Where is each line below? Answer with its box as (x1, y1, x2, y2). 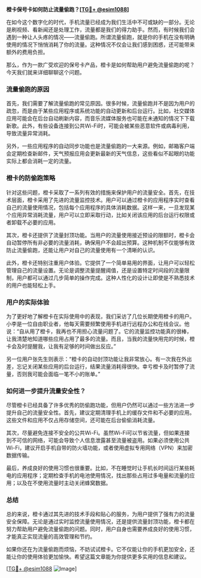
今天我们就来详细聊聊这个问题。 (6, 69, 85, 75)
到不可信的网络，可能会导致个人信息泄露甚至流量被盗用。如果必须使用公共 (6, 437, 190, 444)
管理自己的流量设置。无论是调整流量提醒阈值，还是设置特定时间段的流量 (6, 267, 184, 274)
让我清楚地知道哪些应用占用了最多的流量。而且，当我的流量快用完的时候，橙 (6, 335, 195, 342)
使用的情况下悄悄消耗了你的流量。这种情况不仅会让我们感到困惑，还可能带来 (6, 41, 195, 48)
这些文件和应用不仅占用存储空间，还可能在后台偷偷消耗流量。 (6, 416, 159, 424)
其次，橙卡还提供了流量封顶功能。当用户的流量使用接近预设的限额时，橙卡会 (6, 231, 195, 238)
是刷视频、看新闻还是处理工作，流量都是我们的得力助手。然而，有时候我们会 (6, 26, 195, 33)
